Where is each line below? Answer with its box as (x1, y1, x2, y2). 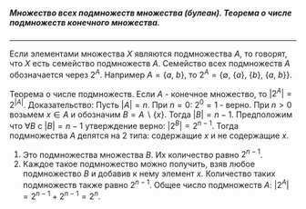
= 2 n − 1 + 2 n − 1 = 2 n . (22, 189, 101, 202)
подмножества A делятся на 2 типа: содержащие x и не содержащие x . (9, 130, 290, 141)
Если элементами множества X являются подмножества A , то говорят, (9, 48, 288, 59)
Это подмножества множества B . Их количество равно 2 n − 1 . (22, 147, 263, 160)
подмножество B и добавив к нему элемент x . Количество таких (22, 168, 276, 179)
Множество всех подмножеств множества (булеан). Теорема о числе (9, 7, 292, 18)
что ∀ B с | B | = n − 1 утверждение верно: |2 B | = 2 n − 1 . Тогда (9, 118, 240, 131)
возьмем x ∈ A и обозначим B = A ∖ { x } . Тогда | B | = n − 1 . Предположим (9, 109, 293, 120)
